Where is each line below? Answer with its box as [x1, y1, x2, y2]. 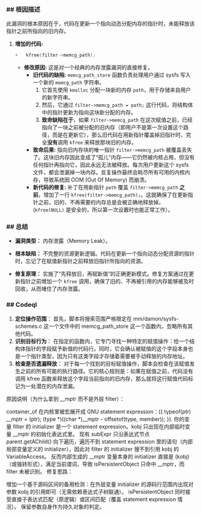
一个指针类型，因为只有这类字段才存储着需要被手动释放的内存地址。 [20, 352, 188, 360]
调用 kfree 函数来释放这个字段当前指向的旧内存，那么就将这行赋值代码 [14, 375, 188, 382]
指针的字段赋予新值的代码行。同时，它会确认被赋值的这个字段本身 [25, 345, 188, 352]
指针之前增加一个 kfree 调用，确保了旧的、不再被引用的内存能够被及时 [20, 277, 194, 285]
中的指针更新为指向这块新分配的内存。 [41, 109, 136, 116]
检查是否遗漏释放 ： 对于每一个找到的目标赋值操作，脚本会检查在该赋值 [14, 360, 190, 367]
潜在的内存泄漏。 [35, 382, 78, 390]
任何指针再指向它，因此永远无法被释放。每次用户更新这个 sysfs [32, 161, 190, 168]
